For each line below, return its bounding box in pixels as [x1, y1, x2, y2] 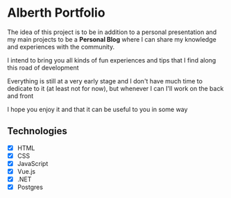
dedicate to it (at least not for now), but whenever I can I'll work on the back [7, 84, 224, 92]
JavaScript [17, 159, 49, 167]
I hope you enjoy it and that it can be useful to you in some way [7, 105, 188, 113]
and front [7, 92, 34, 100]
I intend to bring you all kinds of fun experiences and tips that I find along [7, 56, 216, 64]
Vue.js [17, 167, 36, 175]
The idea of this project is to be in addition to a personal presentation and [7, 28, 217, 36]
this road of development [7, 63, 79, 72]
